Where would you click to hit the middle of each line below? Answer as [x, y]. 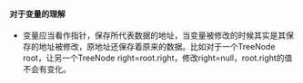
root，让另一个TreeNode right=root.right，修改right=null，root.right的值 [157, 58]
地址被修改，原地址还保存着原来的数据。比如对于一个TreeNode [157, 47]
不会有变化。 [46, 69]
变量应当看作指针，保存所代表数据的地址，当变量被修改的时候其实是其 [154, 35]
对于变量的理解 [37, 14]
